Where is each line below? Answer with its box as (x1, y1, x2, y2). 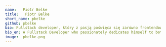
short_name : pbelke (5, 16, 45, 21)
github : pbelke (5, 21, 37, 26)
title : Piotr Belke (5, 12, 50, 17)
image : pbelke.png (5, 35, 45, 40)
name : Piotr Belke (5, 7, 48, 12)
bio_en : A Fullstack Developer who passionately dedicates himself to (5, 30, 154, 35)
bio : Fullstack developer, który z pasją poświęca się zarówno (5, 25, 138, 30)
